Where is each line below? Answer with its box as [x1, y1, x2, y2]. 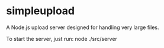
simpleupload [6, 4, 75, 18]
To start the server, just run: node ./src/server [6, 35, 117, 42]
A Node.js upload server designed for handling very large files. [6, 24, 159, 31]
